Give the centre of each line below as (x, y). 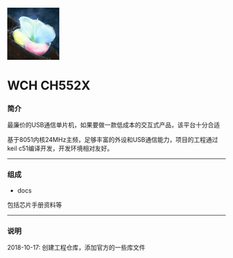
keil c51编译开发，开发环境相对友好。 (60, 148)
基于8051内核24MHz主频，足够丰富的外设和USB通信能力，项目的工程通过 (113, 140)
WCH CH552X (49, 86)
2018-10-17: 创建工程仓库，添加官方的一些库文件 (76, 248)
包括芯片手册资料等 (35, 204)
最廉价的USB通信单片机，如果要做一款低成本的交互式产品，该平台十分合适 (114, 125)
